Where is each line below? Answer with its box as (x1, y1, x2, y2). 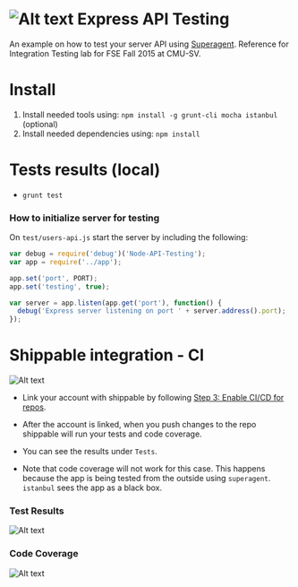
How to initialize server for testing (9, 211, 160, 224)
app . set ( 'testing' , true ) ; (9, 282, 110, 291)
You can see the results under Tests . (21, 446, 158, 457)
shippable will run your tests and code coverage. (21, 428, 203, 439)
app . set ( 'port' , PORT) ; (9, 273, 98, 282)
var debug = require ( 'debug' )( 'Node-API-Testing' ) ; (9, 249, 206, 259)
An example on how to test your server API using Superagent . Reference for (9, 39, 289, 49)
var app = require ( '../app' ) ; (9, 257, 123, 266)
